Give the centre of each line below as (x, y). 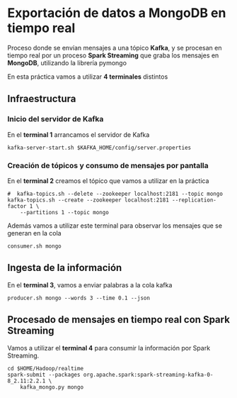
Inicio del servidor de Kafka (56, 119)
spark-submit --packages (44, 375)
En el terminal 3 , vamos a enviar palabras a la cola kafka (90, 284)
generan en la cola (34, 233)
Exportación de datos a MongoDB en (117, 13)
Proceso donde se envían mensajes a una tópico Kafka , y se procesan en (115, 48)
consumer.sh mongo (34, 246)
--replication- (195, 200)
